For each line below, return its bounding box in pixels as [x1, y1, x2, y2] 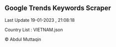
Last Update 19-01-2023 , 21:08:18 [4, 17, 75, 23]
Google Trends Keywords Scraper [4, 4, 111, 12]
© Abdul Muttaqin [4, 36, 42, 42]
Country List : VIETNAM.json [4, 27, 63, 33]
